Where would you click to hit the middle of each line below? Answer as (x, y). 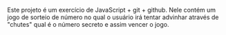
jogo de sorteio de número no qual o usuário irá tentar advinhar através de (113, 17)
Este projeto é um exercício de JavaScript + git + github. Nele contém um (112, 10)
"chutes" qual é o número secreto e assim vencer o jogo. (88, 24)
